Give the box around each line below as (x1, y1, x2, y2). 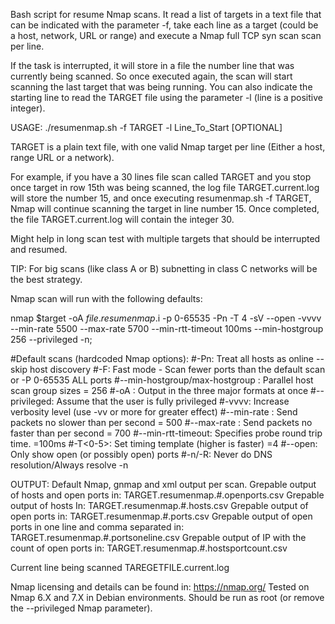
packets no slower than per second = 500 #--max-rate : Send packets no (10, 417, 313, 428)
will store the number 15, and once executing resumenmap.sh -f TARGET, (10, 192, 312, 204)
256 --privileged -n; (10, 334, 93, 345)
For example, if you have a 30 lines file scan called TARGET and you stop (10, 171, 312, 183)
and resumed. (10, 244, 68, 255)
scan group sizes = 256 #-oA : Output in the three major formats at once (10, 385, 309, 396)
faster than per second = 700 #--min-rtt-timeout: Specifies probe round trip (10, 427, 323, 439)
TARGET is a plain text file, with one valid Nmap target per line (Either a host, (10, 141, 326, 153)
